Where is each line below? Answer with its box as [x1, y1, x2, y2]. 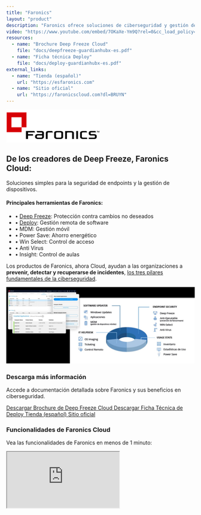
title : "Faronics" [6, 10, 52, 16]
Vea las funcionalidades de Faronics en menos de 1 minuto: [6, 439, 153, 446]
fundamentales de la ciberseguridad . [6, 275, 97, 283]
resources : [6, 35, 33, 41]
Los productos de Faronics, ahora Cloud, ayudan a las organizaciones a [6, 262, 183, 269]
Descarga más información [6, 372, 87, 381]
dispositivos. [6, 186, 38, 193]
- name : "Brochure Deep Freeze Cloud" [11, 41, 109, 47]
